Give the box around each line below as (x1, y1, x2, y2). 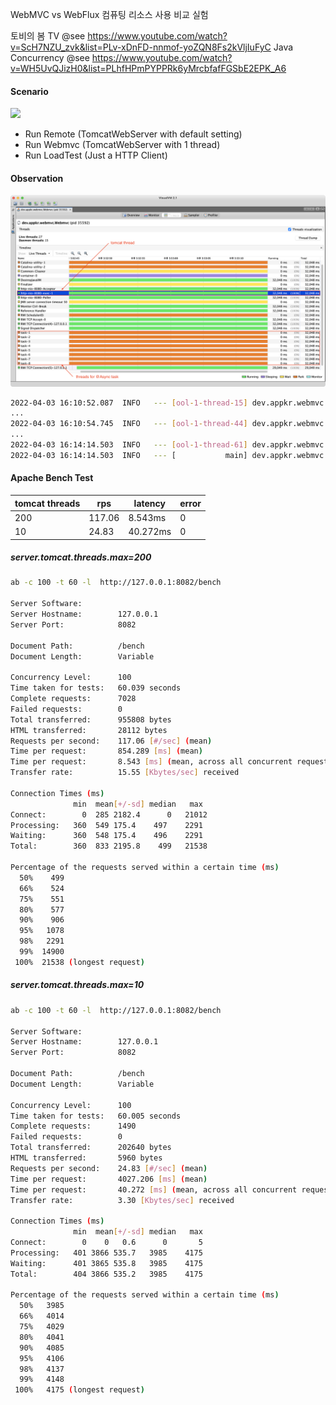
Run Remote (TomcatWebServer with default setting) (24, 128, 243, 140)
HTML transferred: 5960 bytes (10, 1153, 163, 1163)
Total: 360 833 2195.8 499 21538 (10, 841, 208, 852)
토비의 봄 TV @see (10, 30, 86, 42)
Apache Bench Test (10, 472, 94, 484)
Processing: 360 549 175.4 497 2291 (10, 820, 203, 830)
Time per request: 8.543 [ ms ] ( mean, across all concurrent (10, 757, 293, 767)
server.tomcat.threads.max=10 (10, 979, 145, 991)
